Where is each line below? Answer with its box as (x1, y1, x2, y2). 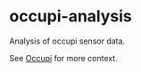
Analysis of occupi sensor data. (9, 36, 126, 46)
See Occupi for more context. (9, 52, 118, 63)
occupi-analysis (9, 6, 132, 27)
